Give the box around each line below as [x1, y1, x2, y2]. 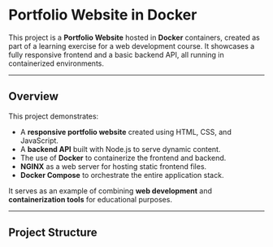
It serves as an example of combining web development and [8, 185, 213, 196]
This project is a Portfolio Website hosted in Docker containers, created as [8, 32, 260, 42]
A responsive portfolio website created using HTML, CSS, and [19, 127, 232, 136]
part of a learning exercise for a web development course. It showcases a [8, 41, 255, 50]
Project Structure [8, 226, 97, 240]
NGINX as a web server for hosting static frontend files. [19, 161, 207, 171]
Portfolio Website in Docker [8, 6, 197, 24]
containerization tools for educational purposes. [8, 194, 173, 204]
